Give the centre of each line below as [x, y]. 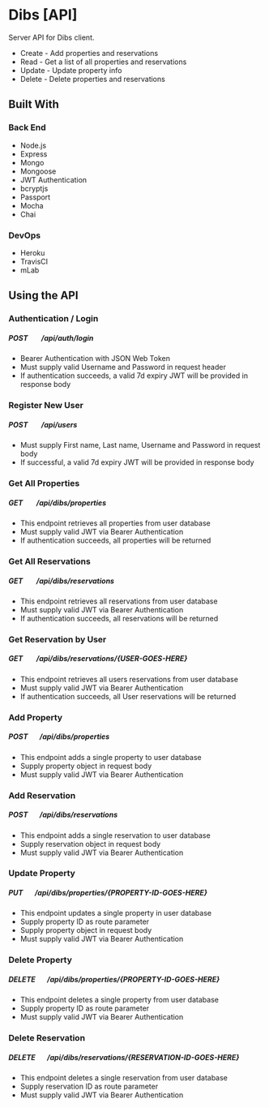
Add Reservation [42, 795]
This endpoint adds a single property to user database [111, 757]
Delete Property [41, 960]
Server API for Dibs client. [51, 37]
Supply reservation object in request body [90, 844]
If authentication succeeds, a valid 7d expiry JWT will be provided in [134, 376]
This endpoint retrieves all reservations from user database [119, 601]
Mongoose [38, 171]
